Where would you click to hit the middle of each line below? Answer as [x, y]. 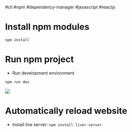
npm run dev [17, 82]
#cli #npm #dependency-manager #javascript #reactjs [60, 7]
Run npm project [40, 60]
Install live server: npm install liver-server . [57, 124]
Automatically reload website [66, 111]
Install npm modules [47, 27]
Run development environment [43, 73]
